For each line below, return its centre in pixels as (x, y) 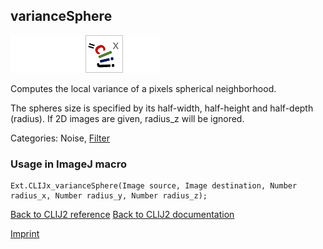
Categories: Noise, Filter (60, 138)
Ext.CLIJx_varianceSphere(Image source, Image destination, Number (154, 186)
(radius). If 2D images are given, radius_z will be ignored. (127, 118)
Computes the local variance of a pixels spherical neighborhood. (143, 88)
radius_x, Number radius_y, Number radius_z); (109, 196)
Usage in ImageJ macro (68, 164)
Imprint (25, 234)
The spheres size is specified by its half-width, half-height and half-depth (162, 108)
